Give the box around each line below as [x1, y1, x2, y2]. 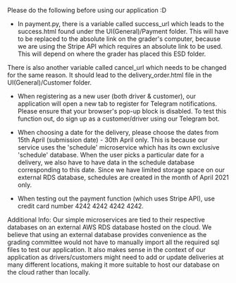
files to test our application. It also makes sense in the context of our [7, 246, 206, 253]
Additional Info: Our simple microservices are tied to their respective [7, 215, 206, 224]
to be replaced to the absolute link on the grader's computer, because [17, 35, 221, 43]
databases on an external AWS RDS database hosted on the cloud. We [7, 223, 212, 231]
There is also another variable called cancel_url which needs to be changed [7, 64, 227, 71]
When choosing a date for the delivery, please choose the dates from [17, 128, 219, 136]
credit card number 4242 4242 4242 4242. [17, 202, 144, 210]
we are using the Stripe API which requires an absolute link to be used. [17, 42, 223, 50]
